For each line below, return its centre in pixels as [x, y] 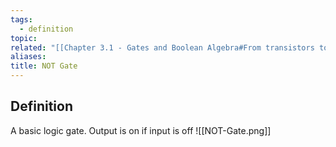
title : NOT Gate [44, 66]
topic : [24, 38]
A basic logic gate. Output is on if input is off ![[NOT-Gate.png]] [141, 130]
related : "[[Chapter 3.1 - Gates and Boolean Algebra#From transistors [162, 47]
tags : [21, 19]
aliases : [28, 57]
